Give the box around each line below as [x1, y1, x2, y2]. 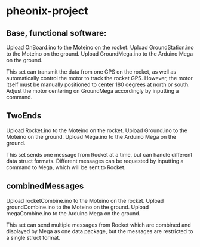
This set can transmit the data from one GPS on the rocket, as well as [6, 68, 177, 75]
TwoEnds [6, 111, 42, 121]
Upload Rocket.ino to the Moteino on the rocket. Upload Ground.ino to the [6, 127, 188, 134]
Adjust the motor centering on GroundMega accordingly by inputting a [6, 87, 179, 94]
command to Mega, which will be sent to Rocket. [6, 163, 126, 171]
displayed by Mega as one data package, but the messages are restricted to [6, 227, 193, 234]
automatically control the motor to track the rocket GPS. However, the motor [6, 75, 193, 81]
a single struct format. [6, 234, 61, 241]
